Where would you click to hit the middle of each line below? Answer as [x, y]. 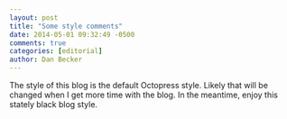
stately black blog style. [53, 104]
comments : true [38, 43]
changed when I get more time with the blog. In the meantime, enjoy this [143, 95]
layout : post [34, 18]
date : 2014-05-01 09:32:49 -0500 [72, 34]
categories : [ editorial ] [56, 51]
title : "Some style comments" [66, 26]
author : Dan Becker [46, 59]
